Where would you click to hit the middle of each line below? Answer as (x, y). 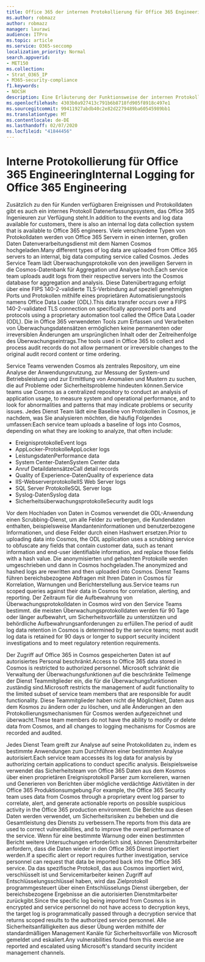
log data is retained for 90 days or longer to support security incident (93, 636)
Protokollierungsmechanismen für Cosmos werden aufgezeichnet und (94, 713)
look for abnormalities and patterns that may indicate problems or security (100, 405)
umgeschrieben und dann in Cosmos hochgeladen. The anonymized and (97, 565)
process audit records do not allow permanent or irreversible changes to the (102, 347)
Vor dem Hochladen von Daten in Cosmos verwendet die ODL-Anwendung (100, 513)
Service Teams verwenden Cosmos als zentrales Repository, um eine (93, 366)
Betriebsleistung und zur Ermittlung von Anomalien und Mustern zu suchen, (102, 379)
